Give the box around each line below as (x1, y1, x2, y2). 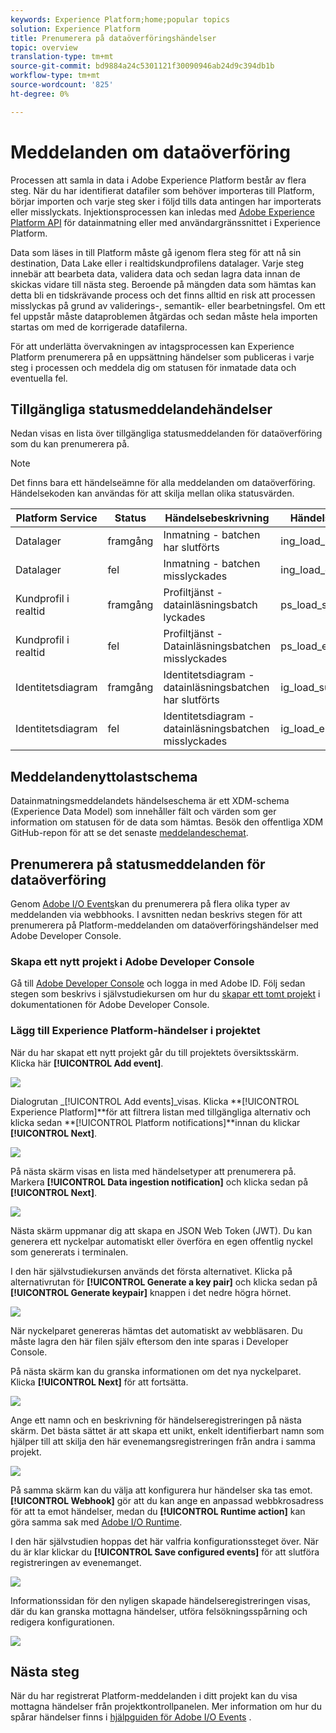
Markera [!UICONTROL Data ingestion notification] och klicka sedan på (10, 1176, 309, 1188)
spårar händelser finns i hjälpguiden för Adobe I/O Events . (10, 1711, 252, 1723)
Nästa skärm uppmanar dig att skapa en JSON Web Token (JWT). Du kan (10, 1224, 313, 1236)
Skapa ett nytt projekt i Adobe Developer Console (10, 954, 255, 968)
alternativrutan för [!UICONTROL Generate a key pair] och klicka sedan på (10, 1276, 318, 1288)
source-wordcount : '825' (10, 80, 114, 90)
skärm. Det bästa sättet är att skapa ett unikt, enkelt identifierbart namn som (10, 1424, 325, 1436)
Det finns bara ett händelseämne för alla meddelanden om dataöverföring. (10, 477, 316, 489)
